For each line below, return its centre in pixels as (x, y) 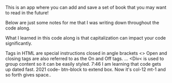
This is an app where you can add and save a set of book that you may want (86, 7)
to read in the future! (27, 13)
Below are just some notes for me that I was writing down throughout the (82, 23)
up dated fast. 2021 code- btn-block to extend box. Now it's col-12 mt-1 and (85, 69)
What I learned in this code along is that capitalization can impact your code (85, 38)
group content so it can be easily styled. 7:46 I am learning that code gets (83, 64)
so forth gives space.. (28, 75)
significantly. (19, 43)
